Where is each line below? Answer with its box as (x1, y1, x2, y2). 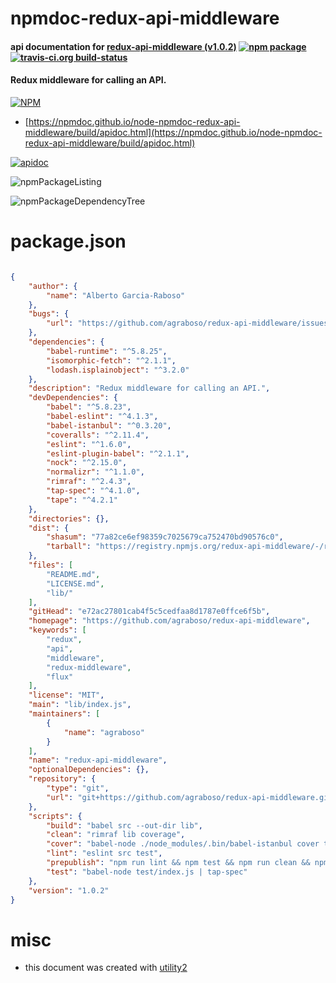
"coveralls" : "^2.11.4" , (46, 430, 150, 440)
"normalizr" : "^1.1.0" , (46, 467, 145, 477)
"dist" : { (28, 523, 70, 533)
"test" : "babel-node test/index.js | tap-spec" (46, 867, 248, 877)
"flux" (46, 672, 74, 682)
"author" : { (28, 281, 78, 291)
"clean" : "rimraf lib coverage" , (46, 830, 186, 840)
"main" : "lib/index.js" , (28, 700, 132, 710)
